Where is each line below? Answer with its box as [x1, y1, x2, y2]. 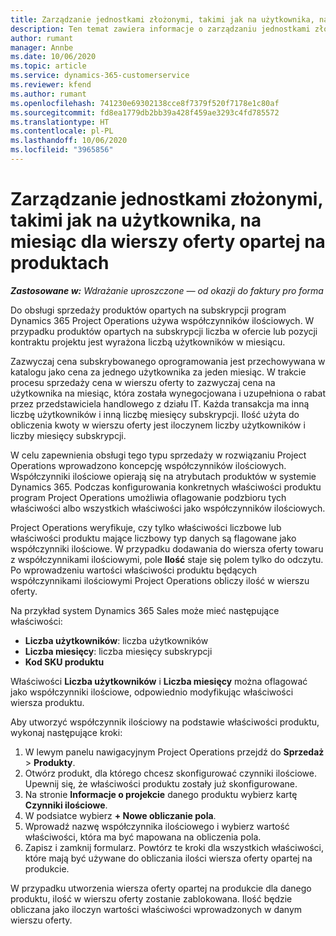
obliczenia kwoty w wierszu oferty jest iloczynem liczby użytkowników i [10, 419, 306, 431]
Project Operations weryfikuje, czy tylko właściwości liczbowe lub [10, 521, 282, 533]
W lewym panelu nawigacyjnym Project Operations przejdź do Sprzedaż [24, 746, 325, 758]
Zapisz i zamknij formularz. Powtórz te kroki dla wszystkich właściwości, [24, 841, 325, 853]
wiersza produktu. [10, 696, 85, 708]
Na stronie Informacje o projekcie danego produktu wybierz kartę [24, 788, 298, 800]
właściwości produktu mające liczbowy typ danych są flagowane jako [10, 532, 297, 544]
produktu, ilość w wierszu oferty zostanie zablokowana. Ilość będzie [10, 892, 293, 905]
